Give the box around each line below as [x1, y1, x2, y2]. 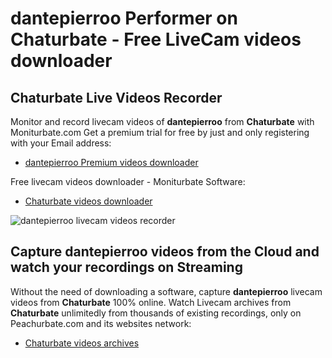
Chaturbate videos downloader [24, 195, 153, 207]
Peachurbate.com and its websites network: [10, 317, 192, 329]
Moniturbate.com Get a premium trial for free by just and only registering [10, 127, 310, 138]
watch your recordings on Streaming [10, 259, 243, 276]
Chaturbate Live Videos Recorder [10, 89, 223, 106]
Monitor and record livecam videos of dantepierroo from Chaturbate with [10, 116, 315, 127]
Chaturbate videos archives [24, 337, 140, 349]
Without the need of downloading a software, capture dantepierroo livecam [10, 285, 323, 297]
